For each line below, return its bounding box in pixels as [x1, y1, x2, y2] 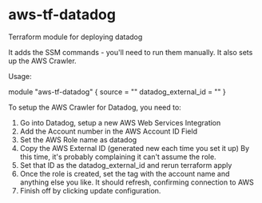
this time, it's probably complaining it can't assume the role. [19, 152, 217, 161]
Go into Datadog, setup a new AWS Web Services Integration [19, 117, 221, 127]
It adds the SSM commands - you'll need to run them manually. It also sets [8, 47, 253, 57]
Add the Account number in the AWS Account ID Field [19, 126, 198, 136]
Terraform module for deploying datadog [8, 32, 143, 42]
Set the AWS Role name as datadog [19, 134, 137, 145]
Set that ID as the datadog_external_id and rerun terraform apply [19, 160, 232, 169]
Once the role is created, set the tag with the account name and [19, 169, 230, 178]
